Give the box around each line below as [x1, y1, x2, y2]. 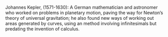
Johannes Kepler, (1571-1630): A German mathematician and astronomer [5, 5, 158, 10]
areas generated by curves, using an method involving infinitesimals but [5, 20, 157, 26]
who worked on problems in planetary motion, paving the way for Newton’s [5, 10, 163, 16]
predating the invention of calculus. [5, 26, 80, 32]
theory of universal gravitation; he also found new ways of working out [5, 15, 154, 21]
